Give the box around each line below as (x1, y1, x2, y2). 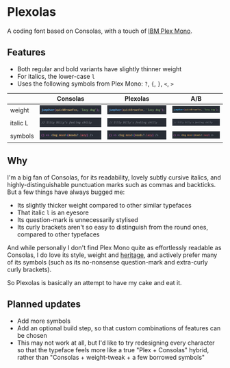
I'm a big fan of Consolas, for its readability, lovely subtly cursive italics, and (7, 173, 221, 182)
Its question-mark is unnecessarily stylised (16, 215, 138, 223)
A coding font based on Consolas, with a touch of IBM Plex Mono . (7, 27, 193, 35)
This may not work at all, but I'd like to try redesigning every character (16, 339, 215, 347)
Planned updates (7, 299, 81, 310)
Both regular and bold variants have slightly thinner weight (16, 64, 182, 73)
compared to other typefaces (16, 230, 100, 238)
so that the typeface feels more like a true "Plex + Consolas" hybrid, (16, 345, 209, 354)
